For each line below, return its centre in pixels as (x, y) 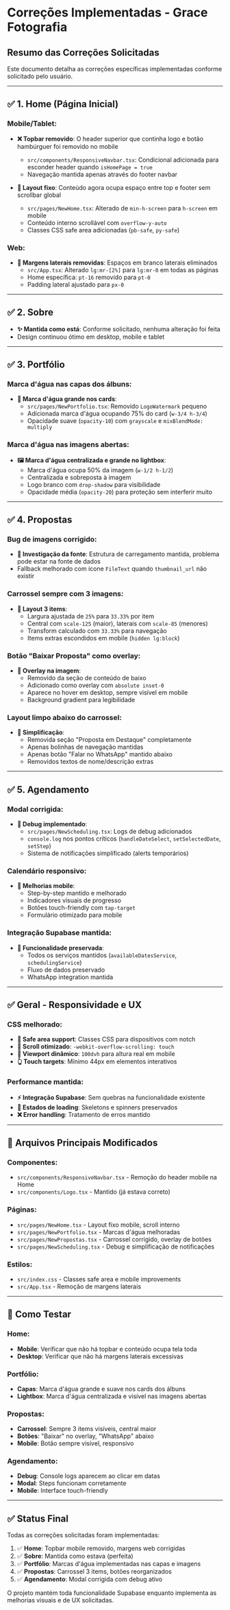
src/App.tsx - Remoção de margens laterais (79, 1286)
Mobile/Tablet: (32, 123)
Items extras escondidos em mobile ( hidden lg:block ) (103, 638)
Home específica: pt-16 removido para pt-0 (89, 277)
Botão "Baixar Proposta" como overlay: (74, 656)
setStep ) (39, 846)
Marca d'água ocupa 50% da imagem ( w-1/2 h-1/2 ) (100, 470)
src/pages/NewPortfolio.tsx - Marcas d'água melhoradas (98, 1231)
